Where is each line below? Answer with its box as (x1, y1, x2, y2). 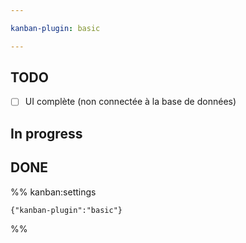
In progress (10, 125, 83, 142)
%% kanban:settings (10, 186, 97, 198)
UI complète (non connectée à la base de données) (24, 96, 237, 108)
